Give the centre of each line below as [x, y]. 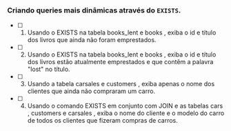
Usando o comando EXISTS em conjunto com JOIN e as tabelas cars [125, 106]
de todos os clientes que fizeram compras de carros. [102, 121]
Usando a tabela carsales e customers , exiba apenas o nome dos [121, 84]
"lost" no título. [49, 69]
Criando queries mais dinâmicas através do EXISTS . [94, 10]
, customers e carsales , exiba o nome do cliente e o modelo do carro [126, 113]
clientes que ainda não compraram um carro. [91, 91]
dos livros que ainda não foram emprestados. [92, 40]
